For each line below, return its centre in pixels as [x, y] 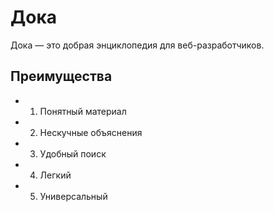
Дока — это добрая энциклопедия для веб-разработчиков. [137, 45]
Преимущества [61, 76]
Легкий [55, 175]
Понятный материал [83, 111]
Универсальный [73, 196]
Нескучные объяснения [91, 132]
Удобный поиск [73, 153]
